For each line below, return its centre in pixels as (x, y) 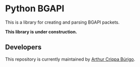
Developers (23, 47)
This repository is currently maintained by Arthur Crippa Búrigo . (70, 59)
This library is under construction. (41, 32)
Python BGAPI (35, 9)
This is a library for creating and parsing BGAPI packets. (63, 22)
